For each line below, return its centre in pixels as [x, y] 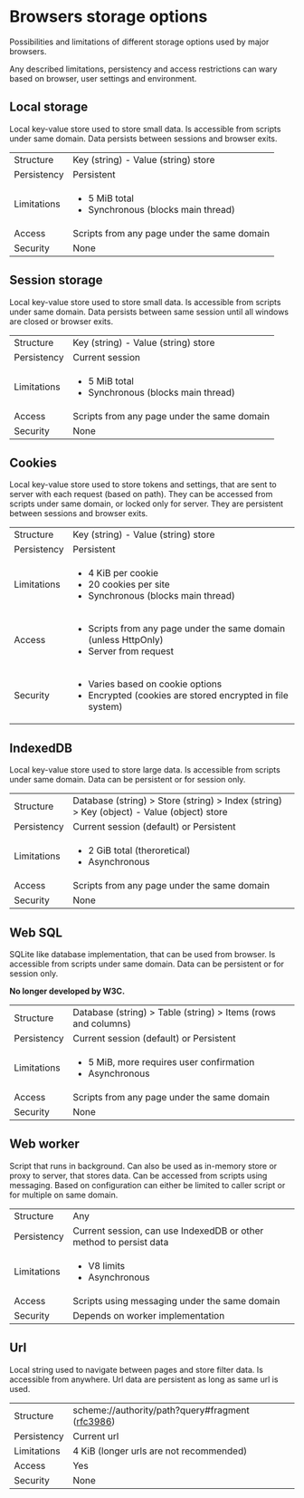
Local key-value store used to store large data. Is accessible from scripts [145, 770]
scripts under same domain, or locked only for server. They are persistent [146, 504]
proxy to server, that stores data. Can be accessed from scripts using [138, 1176]
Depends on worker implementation [148, 1315]
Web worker [44, 1144]
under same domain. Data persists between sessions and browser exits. [143, 139]
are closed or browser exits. [62, 321]
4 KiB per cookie [123, 573]
